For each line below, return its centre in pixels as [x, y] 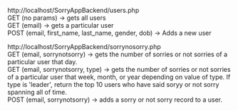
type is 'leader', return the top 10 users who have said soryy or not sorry [113, 84]
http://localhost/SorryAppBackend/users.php [73, 10]
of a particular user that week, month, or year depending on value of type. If [119, 77]
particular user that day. [42, 62]
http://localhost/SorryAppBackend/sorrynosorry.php [84, 47]
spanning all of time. [37, 92]
